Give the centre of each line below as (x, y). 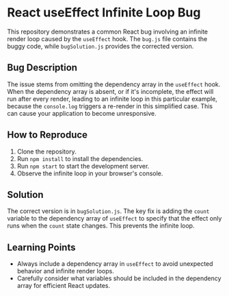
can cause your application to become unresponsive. (82, 113)
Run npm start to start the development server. (83, 166)
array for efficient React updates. (64, 286)
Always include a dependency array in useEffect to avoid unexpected (115, 264)
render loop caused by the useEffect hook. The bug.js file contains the (107, 38)
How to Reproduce (47, 135)
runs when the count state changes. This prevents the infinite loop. (101, 226)
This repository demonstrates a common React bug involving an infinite (108, 32)
